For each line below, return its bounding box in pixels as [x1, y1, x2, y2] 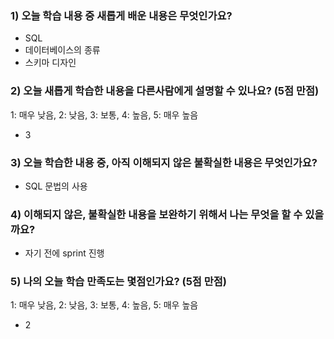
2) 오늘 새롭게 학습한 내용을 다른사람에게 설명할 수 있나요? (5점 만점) [10, 84, 320, 98]
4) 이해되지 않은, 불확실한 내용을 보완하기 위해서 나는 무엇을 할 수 [10, 207, 303, 221]
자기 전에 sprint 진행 [24, 247, 105, 259]
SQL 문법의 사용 [24, 180, 88, 192]
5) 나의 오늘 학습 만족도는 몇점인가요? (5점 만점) [10, 275, 228, 289]
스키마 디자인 [24, 57, 77, 69]
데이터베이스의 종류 [24, 44, 101, 56]
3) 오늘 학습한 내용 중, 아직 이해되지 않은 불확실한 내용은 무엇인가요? [10, 155, 318, 169]
